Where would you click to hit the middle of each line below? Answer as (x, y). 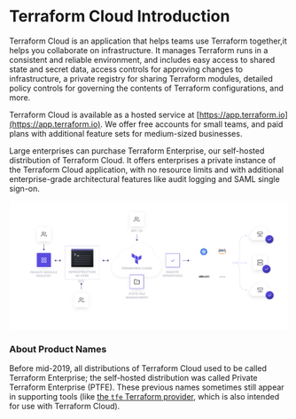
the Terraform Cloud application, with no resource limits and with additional (147, 170)
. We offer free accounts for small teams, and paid (192, 124)
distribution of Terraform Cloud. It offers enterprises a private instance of (143, 160)
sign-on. (24, 188)
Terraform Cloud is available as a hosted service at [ (105, 115)
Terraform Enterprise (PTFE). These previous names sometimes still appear (147, 387)
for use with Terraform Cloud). (65, 407)
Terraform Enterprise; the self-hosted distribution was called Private (134, 378)
